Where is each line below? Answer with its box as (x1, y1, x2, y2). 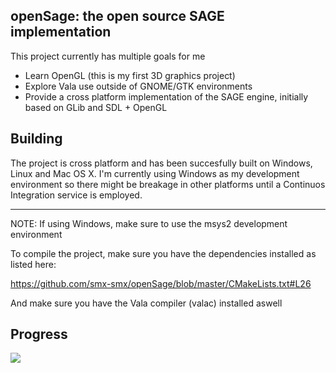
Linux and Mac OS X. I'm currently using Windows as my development (10, 167, 300, 179)
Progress (10, 326, 68, 343)
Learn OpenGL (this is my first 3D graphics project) (24, 69, 236, 81)
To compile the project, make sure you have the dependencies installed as (10, 247, 317, 259)
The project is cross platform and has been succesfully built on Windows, (10, 157, 313, 169)
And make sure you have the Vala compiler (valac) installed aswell (10, 297, 283, 309)
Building (10, 130, 63, 148)
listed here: (10, 258, 57, 270)
